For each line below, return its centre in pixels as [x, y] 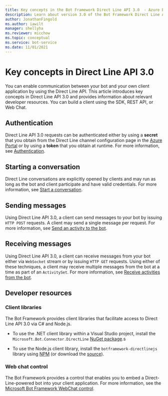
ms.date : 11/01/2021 [27, 47]
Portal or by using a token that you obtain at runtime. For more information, [82, 146]
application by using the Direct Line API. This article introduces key [74, 91]
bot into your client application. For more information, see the [98, 383]
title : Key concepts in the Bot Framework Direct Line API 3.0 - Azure [82, 10]
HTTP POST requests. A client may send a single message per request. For [80, 223]
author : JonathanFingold [31, 19]
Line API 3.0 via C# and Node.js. [38, 324]
